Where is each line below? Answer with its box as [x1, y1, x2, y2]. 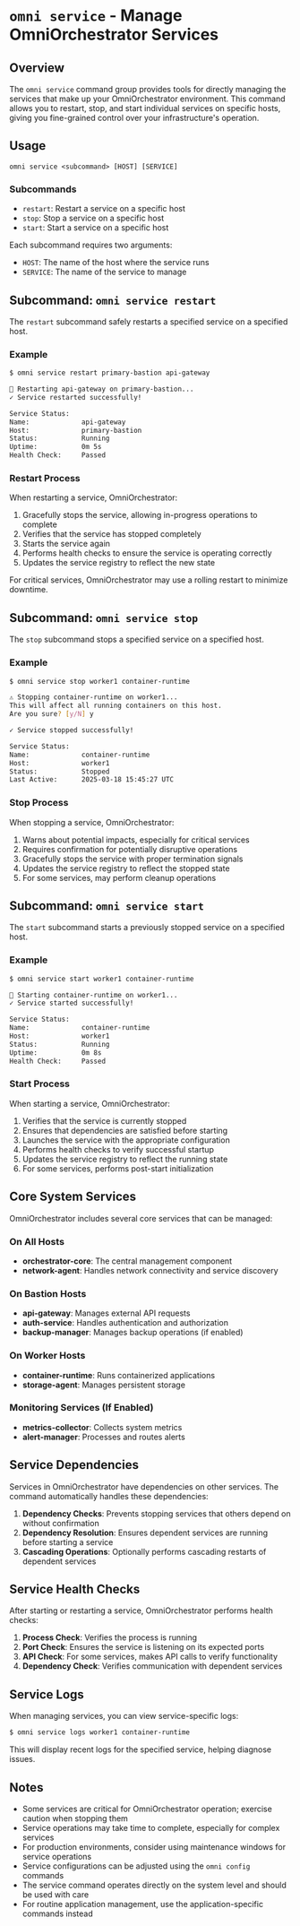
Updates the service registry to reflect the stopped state [21, 862, 230, 874]
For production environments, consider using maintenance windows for [21, 1841, 287, 1852]
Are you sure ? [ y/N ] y [9, 710, 94, 719]
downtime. [9, 584, 48, 595]
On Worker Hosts [9, 1350, 86, 1362]
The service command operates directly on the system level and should [21, 1879, 287, 1890]
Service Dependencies [9, 1457, 139, 1473]
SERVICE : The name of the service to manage [21, 266, 187, 278]
